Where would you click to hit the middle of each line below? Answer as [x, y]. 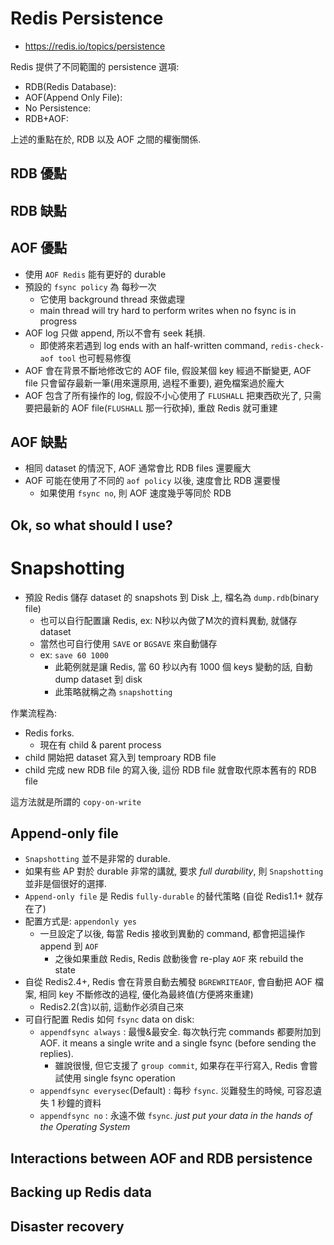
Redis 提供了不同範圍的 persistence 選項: [95, 66]
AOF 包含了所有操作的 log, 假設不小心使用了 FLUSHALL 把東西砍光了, [163, 395]
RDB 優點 [38, 173]
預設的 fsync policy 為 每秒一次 [90, 286]
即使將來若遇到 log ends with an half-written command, [153, 345]
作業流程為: [34, 713]
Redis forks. [49, 733]
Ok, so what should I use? [91, 525]
